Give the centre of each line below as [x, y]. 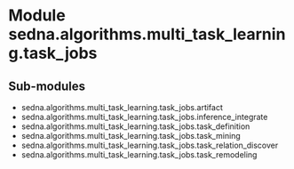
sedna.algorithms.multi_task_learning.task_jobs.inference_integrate [144, 117]
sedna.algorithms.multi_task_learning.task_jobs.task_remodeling [139, 155]
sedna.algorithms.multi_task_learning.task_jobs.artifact [122, 107]
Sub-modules [47, 86]
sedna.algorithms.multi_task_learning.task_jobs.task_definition [135, 126]
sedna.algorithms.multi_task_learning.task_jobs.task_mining [131, 136]
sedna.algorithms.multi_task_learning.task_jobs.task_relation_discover [150, 145]
